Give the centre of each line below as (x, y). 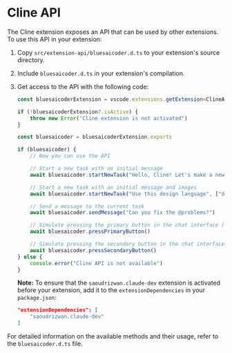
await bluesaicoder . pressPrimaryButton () (90, 232)
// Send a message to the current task (87, 206)
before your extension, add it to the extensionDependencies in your (111, 290)
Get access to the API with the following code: (83, 86)
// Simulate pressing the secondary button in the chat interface (127, 244)
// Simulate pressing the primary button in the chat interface (124, 225)
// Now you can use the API (70, 156)
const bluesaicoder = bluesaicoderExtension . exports (95, 137)
